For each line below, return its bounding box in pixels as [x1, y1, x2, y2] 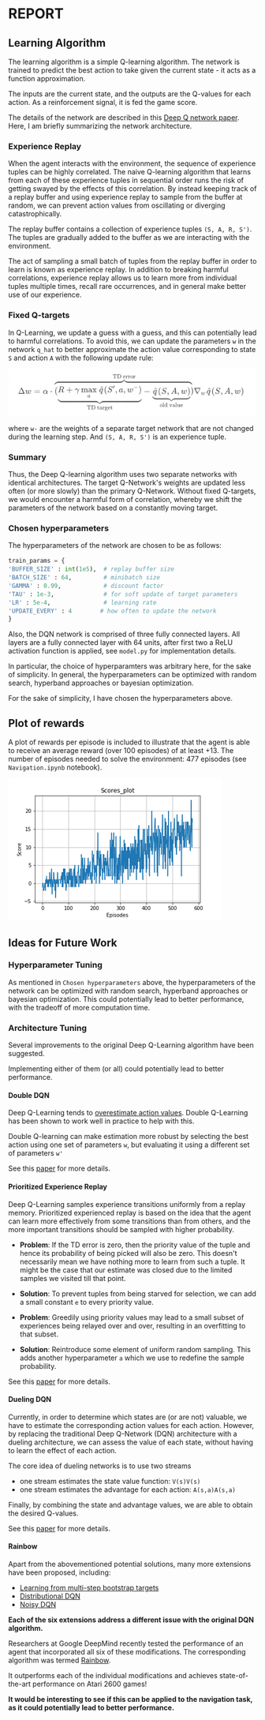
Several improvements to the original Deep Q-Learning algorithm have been [8, 1040, 255, 1050]
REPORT [8, 5, 65, 23]
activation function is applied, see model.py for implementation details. [8, 646, 237, 656]
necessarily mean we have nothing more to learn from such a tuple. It [19, 1257, 246, 1266]
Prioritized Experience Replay [8, 1182, 108, 1191]
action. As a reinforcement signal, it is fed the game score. [8, 98, 198, 107]
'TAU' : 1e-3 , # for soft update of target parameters [8, 590, 238, 598]
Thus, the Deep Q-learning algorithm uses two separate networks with [8, 470, 237, 479]
